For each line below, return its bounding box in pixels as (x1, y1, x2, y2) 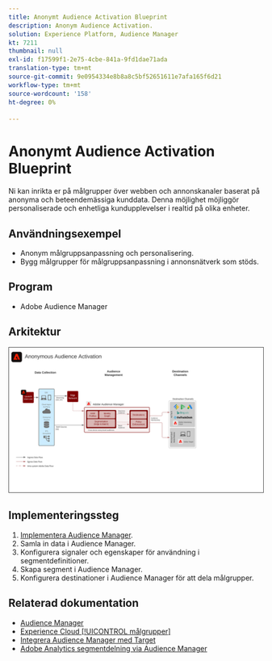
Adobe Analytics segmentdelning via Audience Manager (19, 643, 207, 653)
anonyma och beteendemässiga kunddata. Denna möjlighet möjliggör (8, 195, 240, 205)
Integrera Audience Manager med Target (19, 634, 156, 645)
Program (8, 280, 53, 294)
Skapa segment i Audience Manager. (19, 564, 143, 574)
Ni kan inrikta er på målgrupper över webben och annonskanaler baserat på (8, 186, 261, 196)
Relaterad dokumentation (8, 596, 140, 610)
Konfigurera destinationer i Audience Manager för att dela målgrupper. (19, 573, 254, 583)
